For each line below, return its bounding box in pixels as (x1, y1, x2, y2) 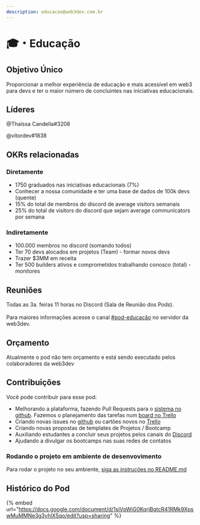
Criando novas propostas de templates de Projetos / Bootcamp (14, 424, 171, 431)
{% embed (6, 499, 33, 506)
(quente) (14, 194, 37, 202)
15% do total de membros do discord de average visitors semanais (14, 200, 180, 208)
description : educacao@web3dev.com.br (6, 8, 103, 15)
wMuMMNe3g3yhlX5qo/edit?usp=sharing (6, 512, 111, 519)
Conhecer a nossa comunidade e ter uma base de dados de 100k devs (14, 188, 190, 195)
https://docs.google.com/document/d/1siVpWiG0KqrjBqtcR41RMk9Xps (18, 505, 194, 512)
